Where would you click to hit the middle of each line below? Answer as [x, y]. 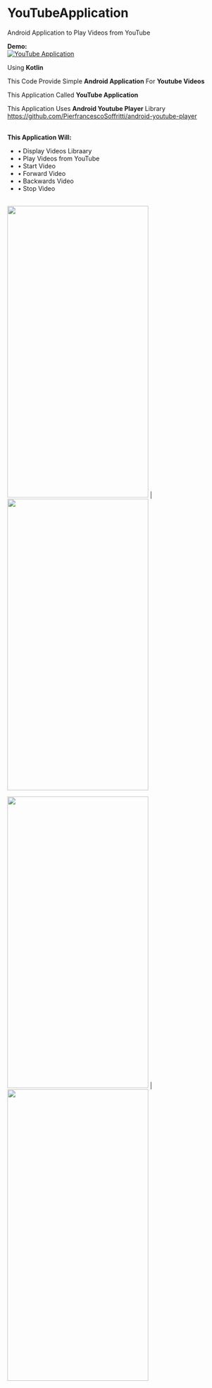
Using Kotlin [25, 67]
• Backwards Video [45, 181]
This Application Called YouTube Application [73, 95]
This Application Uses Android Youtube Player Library [86, 108]
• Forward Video [42, 173]
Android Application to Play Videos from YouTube [79, 33]
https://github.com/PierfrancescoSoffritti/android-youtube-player [102, 116]
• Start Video [37, 166]
